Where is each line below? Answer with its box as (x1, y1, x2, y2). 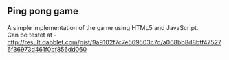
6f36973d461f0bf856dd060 (7, 45, 87, 53)
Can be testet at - (7, 31, 57, 39)
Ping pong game (7, 5, 79, 17)
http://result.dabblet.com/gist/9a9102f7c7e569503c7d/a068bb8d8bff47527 (7, 37, 222, 46)
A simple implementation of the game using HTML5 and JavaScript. (7, 23, 199, 31)
